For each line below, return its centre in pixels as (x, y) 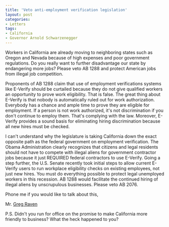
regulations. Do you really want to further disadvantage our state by (76, 63)
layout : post (19, 15)
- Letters (16, 24)
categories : (18, 19)
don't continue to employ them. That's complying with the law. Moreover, (81, 116)
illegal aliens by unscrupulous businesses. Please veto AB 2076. (72, 184)
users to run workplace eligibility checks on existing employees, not (89, 168)
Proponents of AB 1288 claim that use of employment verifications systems (83, 83)
